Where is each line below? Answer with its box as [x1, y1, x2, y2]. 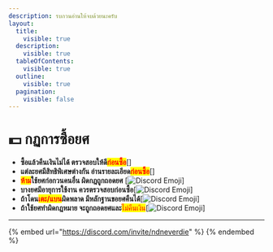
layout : [8, 20, 35, 28]
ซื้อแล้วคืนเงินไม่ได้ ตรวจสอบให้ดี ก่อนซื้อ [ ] [19, 158, 132, 167]
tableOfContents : [15, 58, 75, 66]
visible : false [23, 95, 75, 103]
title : [15, 27, 38, 35]
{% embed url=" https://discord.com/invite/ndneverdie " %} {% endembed [8, 227, 254, 237]
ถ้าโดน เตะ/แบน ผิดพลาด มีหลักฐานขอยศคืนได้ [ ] [19, 194, 201, 204]
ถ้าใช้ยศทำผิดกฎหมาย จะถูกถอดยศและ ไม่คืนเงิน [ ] [19, 203, 206, 213]
